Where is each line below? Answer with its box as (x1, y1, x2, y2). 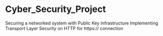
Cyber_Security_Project (5, 3, 106, 15)
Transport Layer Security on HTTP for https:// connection (5, 25, 123, 31)
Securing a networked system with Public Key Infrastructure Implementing (5, 20, 158, 26)
